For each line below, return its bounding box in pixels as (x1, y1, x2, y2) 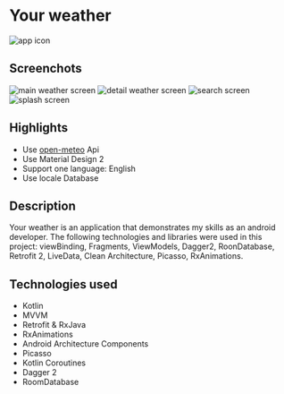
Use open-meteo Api (21, 144, 100, 155)
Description (9, 198, 76, 213)
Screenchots (9, 61, 82, 76)
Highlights (9, 120, 69, 135)
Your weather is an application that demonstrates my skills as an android (9, 222, 276, 233)
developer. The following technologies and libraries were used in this (9, 232, 263, 243)
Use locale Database (21, 172, 99, 184)
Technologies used (9, 277, 118, 292)
